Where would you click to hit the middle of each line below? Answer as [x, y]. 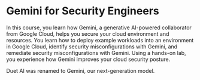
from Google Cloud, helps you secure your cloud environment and [88, 33]
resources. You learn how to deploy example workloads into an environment [100, 40]
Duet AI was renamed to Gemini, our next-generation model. [81, 70]
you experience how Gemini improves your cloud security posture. [88, 59]
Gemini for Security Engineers [83, 11]
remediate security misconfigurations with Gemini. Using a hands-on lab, [96, 53]
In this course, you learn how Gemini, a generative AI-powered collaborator [99, 27]
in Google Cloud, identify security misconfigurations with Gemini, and [92, 47]
